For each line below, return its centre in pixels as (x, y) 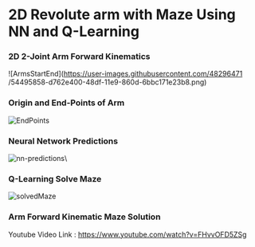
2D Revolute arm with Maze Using (122, 15)
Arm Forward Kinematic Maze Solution (84, 217)
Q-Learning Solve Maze (55, 179)
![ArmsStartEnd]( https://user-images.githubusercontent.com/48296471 (126, 74)
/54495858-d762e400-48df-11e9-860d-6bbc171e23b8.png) (108, 82)
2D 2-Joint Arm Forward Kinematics (79, 57)
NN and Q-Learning (74, 31)
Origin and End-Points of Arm (67, 103)
